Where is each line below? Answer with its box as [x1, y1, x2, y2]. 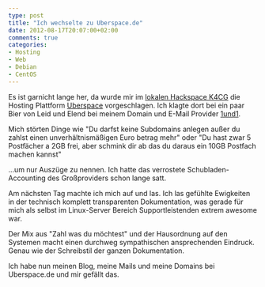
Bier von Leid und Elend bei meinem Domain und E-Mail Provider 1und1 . [8, 108, 241, 119]
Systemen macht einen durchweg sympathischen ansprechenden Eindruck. [8, 237, 255, 247]
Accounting [8, 173, 46, 183]
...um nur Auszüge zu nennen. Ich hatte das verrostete [8, 164, 186, 174]
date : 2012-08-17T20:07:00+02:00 [8, 26, 119, 34]
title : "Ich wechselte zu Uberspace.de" [8, 19, 144, 27]
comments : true [8, 33, 59, 42]
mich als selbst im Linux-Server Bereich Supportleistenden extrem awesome [8, 205, 258, 214]
